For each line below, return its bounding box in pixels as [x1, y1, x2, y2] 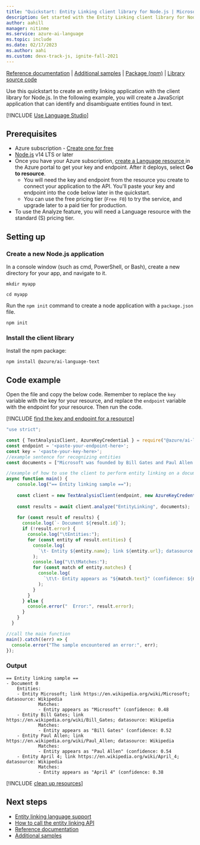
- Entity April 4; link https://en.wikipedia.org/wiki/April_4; [17, 753, 180, 760]
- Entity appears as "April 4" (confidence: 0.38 [37, 769, 164, 775]
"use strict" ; [6, 427, 42, 433]
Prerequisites [6, 129, 57, 139]
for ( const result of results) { [17, 514, 100, 521]
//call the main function [6, 631, 70, 637]
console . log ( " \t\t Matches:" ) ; [32, 559, 108, 565]
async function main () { [6, 476, 68, 482]
